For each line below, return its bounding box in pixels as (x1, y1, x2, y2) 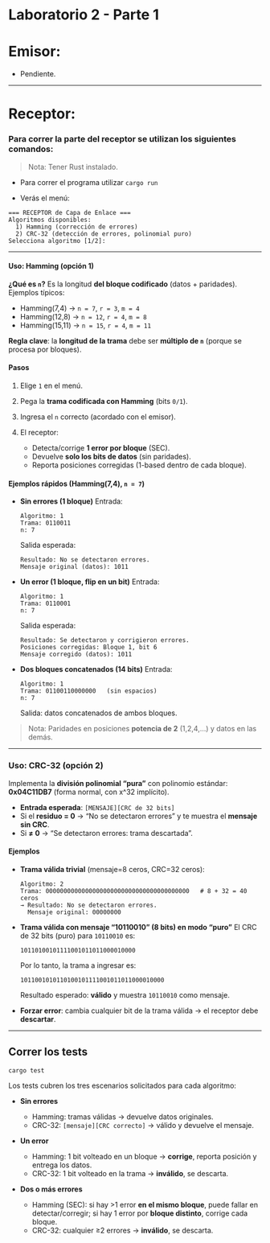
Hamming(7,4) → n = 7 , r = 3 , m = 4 (19, 303, 140, 313)
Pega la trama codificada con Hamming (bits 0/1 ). (19, 397, 188, 406)
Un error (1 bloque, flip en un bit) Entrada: (19, 577, 160, 587)
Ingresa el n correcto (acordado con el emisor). (19, 412, 177, 422)
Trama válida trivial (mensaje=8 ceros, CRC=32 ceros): (19, 864, 205, 874)
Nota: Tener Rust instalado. (27, 162, 118, 171)
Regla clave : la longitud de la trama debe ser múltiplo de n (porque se (8, 335, 243, 345)
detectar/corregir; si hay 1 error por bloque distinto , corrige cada (31, 1208, 248, 1218)
